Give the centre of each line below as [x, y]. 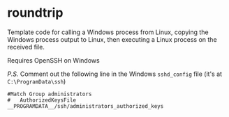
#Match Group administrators [50, 94]
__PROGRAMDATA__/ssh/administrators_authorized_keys [86, 106]
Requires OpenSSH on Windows [53, 60]
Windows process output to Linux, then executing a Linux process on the [112, 39]
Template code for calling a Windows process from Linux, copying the [108, 32]
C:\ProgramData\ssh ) [37, 81]
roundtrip [35, 13]
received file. [26, 47]
